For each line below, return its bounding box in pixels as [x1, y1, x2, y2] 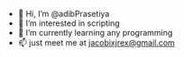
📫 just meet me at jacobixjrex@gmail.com [17, 37, 176, 48]
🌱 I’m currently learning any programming [17, 28, 173, 37]
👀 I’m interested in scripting [17, 18, 120, 28]
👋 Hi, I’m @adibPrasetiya [17, 9, 110, 19]
